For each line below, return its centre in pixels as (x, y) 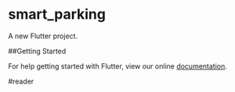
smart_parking (57, 14)
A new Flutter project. (43, 36)
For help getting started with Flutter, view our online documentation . (117, 66)
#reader (21, 81)
